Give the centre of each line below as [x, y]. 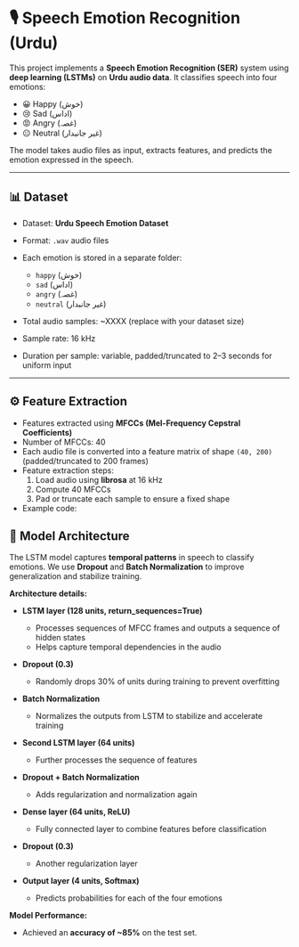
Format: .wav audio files [65, 240]
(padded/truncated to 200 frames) [85, 461]
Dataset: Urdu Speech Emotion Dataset [95, 223]
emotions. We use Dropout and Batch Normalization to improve [127, 567]
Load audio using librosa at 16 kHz [99, 479]
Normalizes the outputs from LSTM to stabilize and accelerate [149, 716]
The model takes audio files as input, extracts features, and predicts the [141, 150]
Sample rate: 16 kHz [59, 338]
